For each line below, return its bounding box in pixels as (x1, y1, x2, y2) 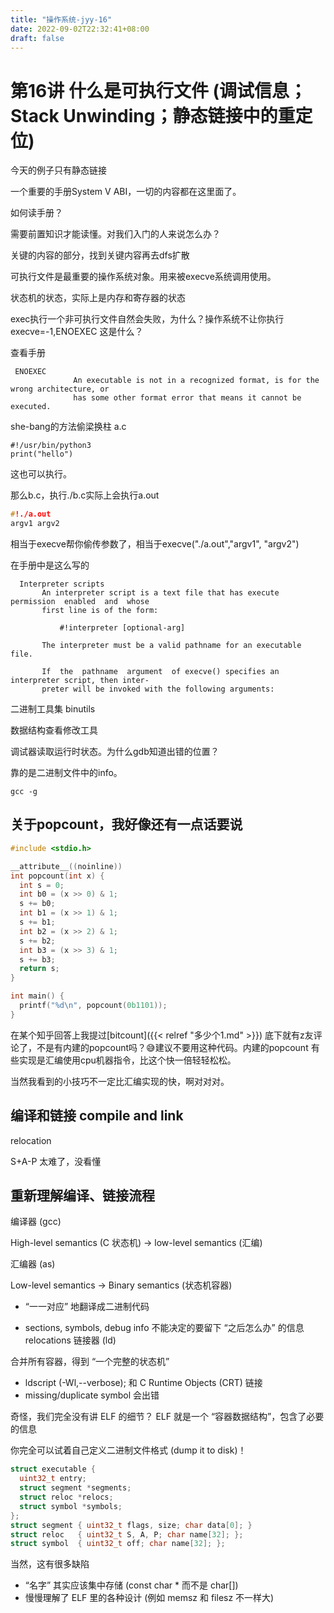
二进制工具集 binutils (10, 703, 96, 715)
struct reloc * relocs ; (19, 1492, 114, 1502)
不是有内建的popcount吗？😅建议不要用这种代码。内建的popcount (36, 1041, 309, 1053)
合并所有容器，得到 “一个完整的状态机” (10, 1356, 170, 1368)
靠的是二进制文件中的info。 (10, 767, 123, 779)
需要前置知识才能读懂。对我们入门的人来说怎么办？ (10, 228, 221, 240)
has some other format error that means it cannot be (73, 393, 302, 403)
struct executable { (10, 1464, 97, 1475)
